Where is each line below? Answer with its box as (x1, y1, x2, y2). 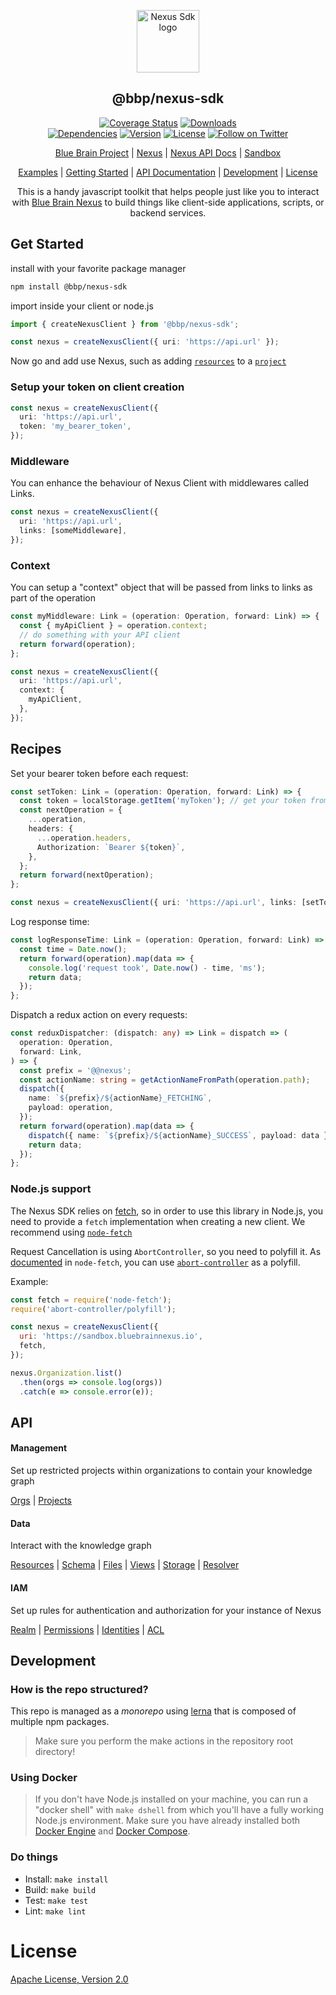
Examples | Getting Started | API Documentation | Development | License (18, 166, 318, 178)
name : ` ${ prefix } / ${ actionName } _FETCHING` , (28, 1093, 213, 1104)
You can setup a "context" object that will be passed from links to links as (10, 581, 313, 594)
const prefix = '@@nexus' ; (19, 1065, 132, 1075)
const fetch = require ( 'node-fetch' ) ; (10, 1295, 172, 1305)
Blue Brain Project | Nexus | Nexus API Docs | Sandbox (54, 146, 282, 159)
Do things (10, 1850, 59, 1864)
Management (10, 1442, 68, 1454)
